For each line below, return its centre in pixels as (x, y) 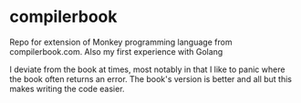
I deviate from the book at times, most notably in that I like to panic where (147, 69)
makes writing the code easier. (67, 88)
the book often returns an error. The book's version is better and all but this (150, 78)
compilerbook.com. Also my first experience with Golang (116, 51)
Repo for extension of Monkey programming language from (121, 42)
